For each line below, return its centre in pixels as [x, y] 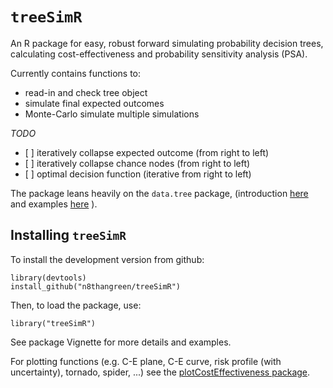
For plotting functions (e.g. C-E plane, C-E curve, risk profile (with [146, 361]
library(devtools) [48, 278]
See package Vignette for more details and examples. [121, 342]
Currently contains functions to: [76, 73]
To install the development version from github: [107, 259]
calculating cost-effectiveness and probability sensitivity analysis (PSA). [159, 54]
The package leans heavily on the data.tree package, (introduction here [159, 193]
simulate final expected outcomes [94, 103]
